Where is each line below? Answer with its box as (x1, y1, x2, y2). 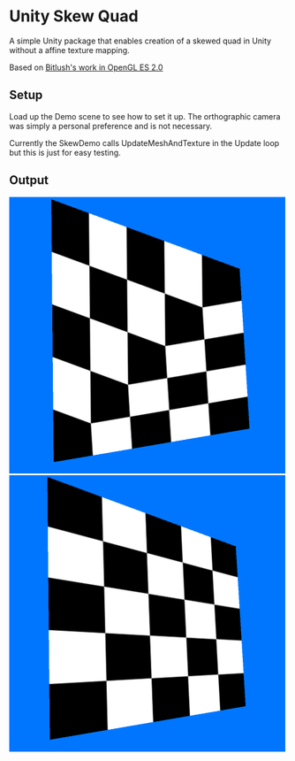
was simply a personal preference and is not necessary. (9, 120, 213, 131)
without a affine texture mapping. (9, 44, 130, 55)
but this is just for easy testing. (9, 147, 121, 158)
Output (9, 173, 49, 188)
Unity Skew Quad (9, 6, 139, 27)
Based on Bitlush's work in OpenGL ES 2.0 (9, 62, 163, 73)
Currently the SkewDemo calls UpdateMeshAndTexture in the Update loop (9, 137, 280, 148)
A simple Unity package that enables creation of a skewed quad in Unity (9, 35, 272, 46)
